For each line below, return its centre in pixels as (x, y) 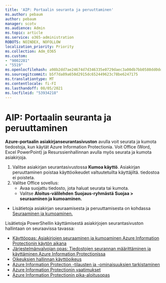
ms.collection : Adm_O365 (31, 51)
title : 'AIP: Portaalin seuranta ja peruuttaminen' (59, 10)
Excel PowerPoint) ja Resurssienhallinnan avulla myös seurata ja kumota (78, 152)
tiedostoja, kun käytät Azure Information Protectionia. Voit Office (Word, (78, 147)
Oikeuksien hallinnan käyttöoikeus (47, 259)
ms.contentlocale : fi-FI (31, 83)
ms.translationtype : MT (30, 79)
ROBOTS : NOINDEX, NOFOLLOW (33, 42)
